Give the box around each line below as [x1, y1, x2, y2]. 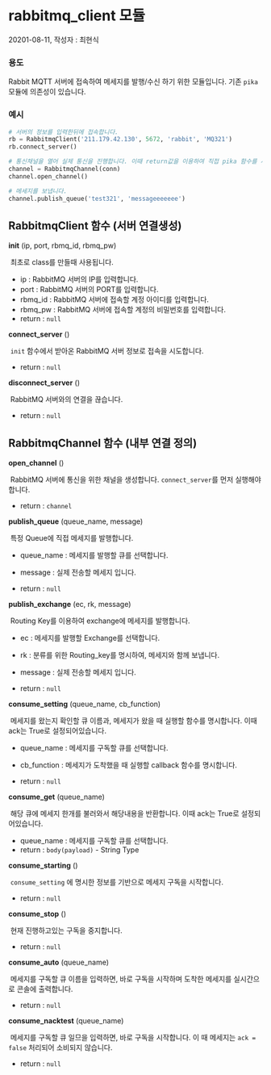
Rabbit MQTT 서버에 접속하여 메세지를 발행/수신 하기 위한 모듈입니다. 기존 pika [8, 77, 258, 86]
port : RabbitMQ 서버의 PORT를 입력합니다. [19, 285, 159, 295]
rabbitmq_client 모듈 [8, 6, 146, 25]
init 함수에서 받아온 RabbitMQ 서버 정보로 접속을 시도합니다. [10, 346, 204, 356]
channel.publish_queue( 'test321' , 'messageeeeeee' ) [8, 195, 186, 203]
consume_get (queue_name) [8, 792, 105, 802]
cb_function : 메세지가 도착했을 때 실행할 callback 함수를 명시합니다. [19, 760, 238, 770]
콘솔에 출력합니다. [16, 985, 73, 994]
